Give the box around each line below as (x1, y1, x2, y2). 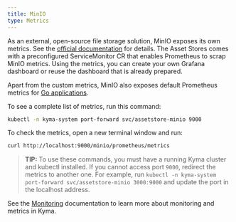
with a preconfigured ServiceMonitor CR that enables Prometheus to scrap (7, 51, 226, 60)
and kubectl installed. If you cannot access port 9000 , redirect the (24, 163, 216, 171)
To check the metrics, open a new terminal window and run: (7, 129, 183, 137)
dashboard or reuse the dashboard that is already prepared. (7, 67, 183, 75)
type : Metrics (7, 17, 50, 24)
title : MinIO (7, 10, 46, 18)
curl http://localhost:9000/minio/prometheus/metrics (7, 142, 171, 149)
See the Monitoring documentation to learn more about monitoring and (7, 199, 215, 208)
